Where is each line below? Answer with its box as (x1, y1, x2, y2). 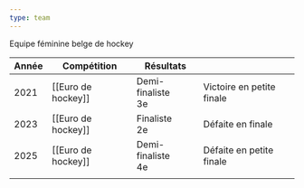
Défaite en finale (203, 117, 273, 130)
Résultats (144, 60, 187, 72)
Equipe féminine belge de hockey (9, 38, 134, 49)
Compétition (62, 60, 118, 72)
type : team (9, 13, 51, 23)
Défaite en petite (203, 144, 274, 156)
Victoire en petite (203, 80, 276, 93)
